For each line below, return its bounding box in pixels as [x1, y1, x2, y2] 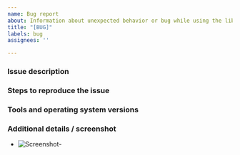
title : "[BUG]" [7, 23, 53, 31]
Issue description [7, 67, 69, 77]
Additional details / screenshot [7, 124, 116, 134]
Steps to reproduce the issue [7, 85, 110, 95]
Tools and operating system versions [7, 105, 139, 114]
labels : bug [7, 30, 43, 38]
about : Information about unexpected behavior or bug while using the [7, 17, 222, 24]
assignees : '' [7, 37, 50, 44]
